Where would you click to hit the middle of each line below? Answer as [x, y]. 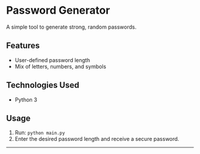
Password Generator [58, 10]
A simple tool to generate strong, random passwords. [71, 27]
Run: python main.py [40, 133]
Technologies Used [43, 85]
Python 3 [26, 100]
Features [23, 46]
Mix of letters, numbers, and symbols [60, 66]
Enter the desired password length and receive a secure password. [97, 139]
